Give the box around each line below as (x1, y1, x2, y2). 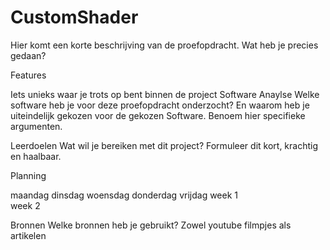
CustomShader (10, 6, 139, 29)
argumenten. (10, 120, 63, 132)
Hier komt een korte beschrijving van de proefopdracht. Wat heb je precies (10, 39, 319, 51)
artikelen (10, 229, 47, 241)
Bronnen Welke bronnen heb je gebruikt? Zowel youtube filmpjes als (10, 219, 292, 231)
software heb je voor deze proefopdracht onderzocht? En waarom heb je (10, 99, 310, 111)
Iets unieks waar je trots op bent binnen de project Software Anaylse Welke (10, 88, 320, 100)
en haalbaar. (10, 150, 62, 162)
